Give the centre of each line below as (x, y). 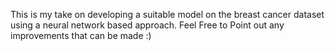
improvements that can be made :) (81, 35)
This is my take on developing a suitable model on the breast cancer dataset (167, 14)
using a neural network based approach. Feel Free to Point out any (147, 25)
